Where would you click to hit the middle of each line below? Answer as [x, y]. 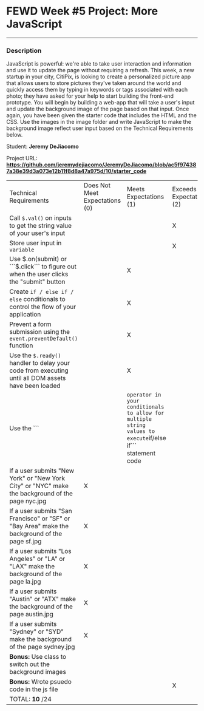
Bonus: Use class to [38, 657]
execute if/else [146, 438]
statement [141, 454]
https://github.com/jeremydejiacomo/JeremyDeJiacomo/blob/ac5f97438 [101, 165]
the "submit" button [37, 282]
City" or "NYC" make [39, 486]
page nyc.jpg [28, 501]
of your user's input [37, 233]
